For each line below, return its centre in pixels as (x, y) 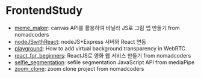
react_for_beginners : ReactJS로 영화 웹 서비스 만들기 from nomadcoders (103, 55)
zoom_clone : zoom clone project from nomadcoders (79, 68)
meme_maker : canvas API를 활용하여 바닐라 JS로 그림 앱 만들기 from (97, 28)
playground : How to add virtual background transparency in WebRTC (100, 48)
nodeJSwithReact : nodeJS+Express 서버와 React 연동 (80, 41)
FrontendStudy (44, 10)
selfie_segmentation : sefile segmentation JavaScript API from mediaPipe (104, 62)
